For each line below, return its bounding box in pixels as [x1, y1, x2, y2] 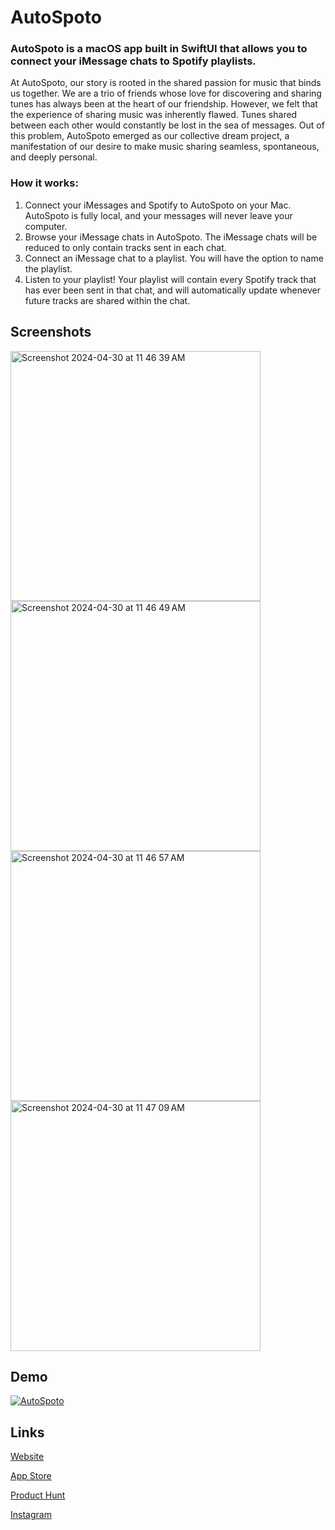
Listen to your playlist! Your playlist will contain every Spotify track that [24, 273, 317, 285]
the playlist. [24, 262, 73, 275]
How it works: [10, 176, 79, 190]
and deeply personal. [10, 151, 98, 163]
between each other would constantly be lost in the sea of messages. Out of [10, 119, 325, 131]
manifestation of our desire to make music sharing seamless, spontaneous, [10, 141, 320, 153]
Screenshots [10, 324, 92, 341]
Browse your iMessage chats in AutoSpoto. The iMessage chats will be [24, 231, 318, 243]
